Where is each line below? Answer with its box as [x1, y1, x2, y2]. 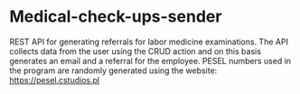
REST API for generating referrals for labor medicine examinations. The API [9, 36, 289, 47]
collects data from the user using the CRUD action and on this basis [9, 45, 262, 56]
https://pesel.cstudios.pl [9, 74, 100, 85]
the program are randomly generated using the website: [9, 65, 218, 76]
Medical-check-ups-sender [9, 6, 222, 27]
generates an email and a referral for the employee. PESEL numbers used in [9, 55, 292, 66]
